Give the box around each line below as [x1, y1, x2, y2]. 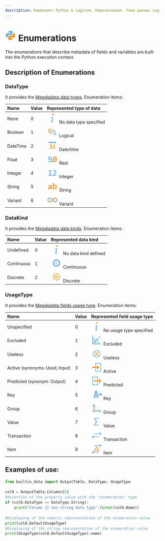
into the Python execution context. [5, 54, 75, 60]
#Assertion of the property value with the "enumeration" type [5, 495, 137, 500]
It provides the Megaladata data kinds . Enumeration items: [5, 225, 123, 231]
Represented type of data [46, 105, 101, 111]
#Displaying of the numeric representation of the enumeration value [5, 515, 151, 520]
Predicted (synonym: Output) [7, 379, 66, 384]
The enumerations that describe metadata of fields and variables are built [5, 49, 154, 55]
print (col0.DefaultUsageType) [5, 521, 67, 526]
